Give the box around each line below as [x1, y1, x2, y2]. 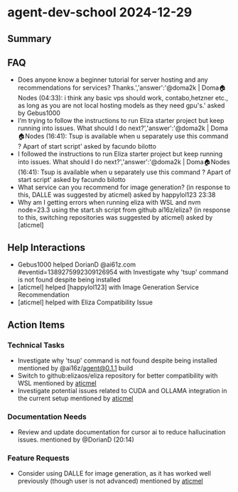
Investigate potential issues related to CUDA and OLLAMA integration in [17, 386, 227, 395]
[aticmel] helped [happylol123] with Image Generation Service [17, 283, 199, 292]
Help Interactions [7, 241, 85, 253]
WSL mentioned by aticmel [17, 378, 97, 387]
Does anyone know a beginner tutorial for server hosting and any [17, 75, 208, 84]
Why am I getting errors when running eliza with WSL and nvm [17, 198, 201, 207]
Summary [7, 33, 52, 45]
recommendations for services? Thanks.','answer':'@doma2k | [17, 83, 200, 92]
